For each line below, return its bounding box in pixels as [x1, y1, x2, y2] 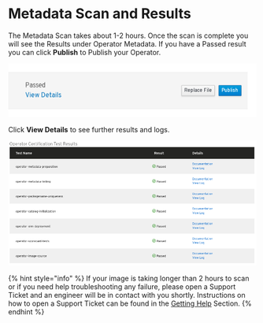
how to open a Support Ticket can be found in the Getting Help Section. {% [8, 299, 252, 308]
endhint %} [8, 307, 45, 317]
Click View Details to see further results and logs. [8, 125, 170, 135]
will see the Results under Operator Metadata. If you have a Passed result [8, 39, 246, 48]
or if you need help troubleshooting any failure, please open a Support [8, 282, 236, 291]
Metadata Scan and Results [8, 5, 191, 23]
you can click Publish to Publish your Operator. [8, 47, 161, 57]
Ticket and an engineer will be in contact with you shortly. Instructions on [8, 291, 246, 300]
